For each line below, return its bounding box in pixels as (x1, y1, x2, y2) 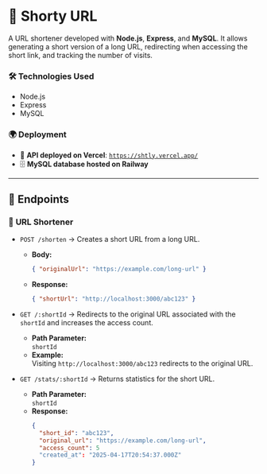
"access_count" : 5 (38, 444, 100, 452)
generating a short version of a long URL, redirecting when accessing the (8, 41, 248, 51)
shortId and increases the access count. (19, 317, 153, 327)
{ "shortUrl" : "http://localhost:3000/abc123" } (31, 295, 196, 303)
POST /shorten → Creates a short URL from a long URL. (19, 235, 200, 244)
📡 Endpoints (8, 192, 70, 206)
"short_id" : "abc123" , (38, 429, 114, 437)
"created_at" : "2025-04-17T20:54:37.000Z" (38, 451, 182, 460)
